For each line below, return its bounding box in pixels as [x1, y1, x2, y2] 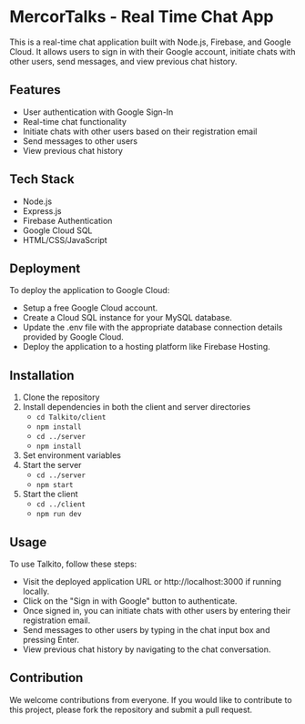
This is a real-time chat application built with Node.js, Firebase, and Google [9, 36, 291, 47]
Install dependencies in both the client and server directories [22, 402, 251, 413]
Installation [9, 367, 75, 383]
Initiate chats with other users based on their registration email [22, 126, 258, 137]
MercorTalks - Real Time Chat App [9, 6, 274, 27]
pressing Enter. [22, 635, 80, 645]
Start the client [22, 489, 79, 500]
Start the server [22, 460, 82, 471]
